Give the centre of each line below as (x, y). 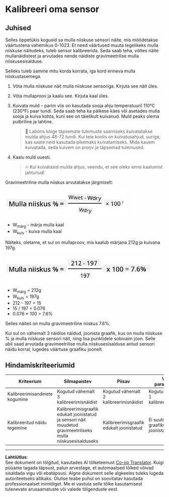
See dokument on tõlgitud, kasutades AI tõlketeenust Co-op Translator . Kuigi (84, 462)
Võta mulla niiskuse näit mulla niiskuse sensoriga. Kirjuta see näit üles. (85, 86)
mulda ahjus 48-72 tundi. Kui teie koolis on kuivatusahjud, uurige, (93, 137)
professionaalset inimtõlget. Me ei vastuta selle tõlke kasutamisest (74, 483)
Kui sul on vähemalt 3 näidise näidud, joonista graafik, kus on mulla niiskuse (84, 334)
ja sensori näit (71, 420)
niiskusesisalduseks (78, 441)
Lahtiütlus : (17, 457)
